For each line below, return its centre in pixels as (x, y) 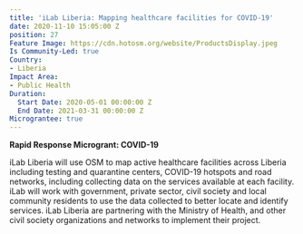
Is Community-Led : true (54, 52)
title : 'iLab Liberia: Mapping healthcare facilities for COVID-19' (142, 18)
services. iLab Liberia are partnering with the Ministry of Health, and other (148, 210)
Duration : (28, 93)
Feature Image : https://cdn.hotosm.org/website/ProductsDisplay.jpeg (144, 43)
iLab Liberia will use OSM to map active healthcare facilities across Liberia (148, 162)
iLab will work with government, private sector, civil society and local (138, 191)
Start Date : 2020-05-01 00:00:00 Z (85, 102)
